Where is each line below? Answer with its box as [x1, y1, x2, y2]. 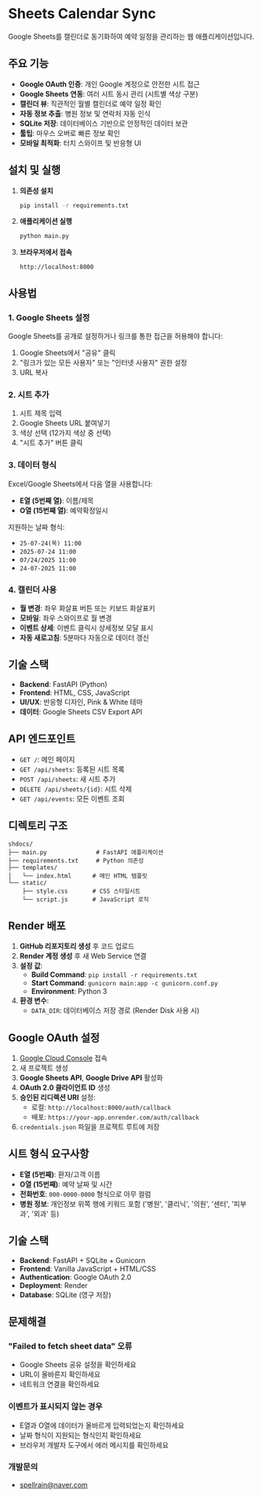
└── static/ [8, 879, 47, 887]
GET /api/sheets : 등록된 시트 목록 [19, 764, 126, 774]
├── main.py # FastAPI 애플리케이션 [8, 849, 164, 857]
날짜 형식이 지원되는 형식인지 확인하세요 [19, 1430, 142, 1440]
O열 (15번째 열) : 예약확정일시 [19, 505, 108, 515]
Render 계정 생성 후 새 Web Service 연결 [19, 952, 147, 961]
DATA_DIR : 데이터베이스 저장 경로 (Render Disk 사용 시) [31, 1006, 200, 1015]
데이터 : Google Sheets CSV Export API [19, 706, 143, 716]
